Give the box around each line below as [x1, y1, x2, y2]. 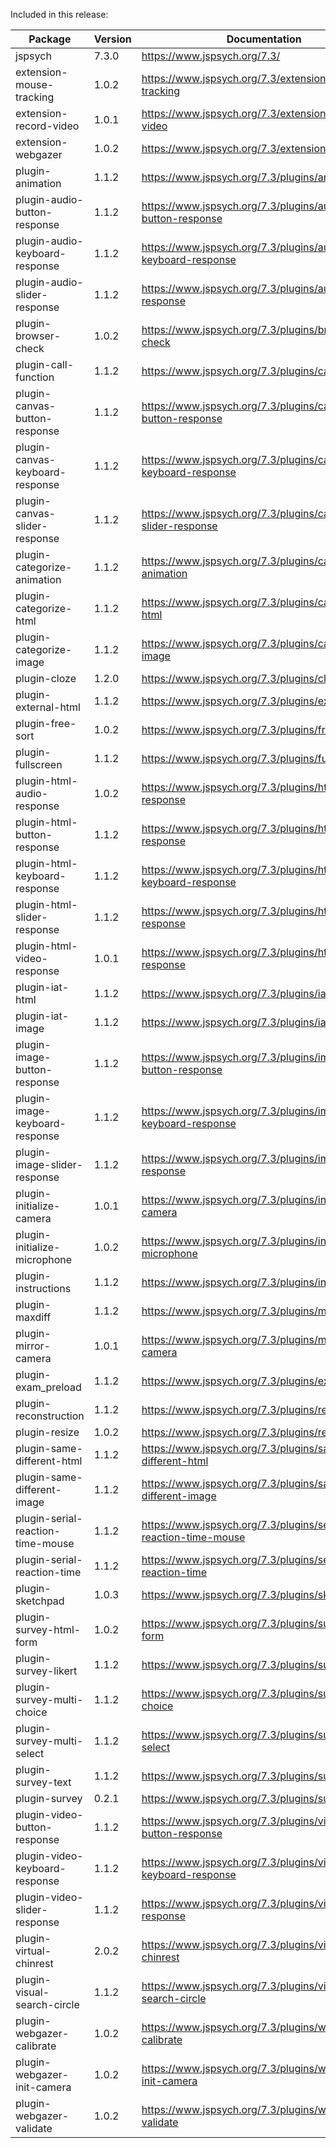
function [15, 370, 55, 384]
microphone [15, 1253, 73, 1266]
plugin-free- [15, 717, 77, 730]
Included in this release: [10, 9, 109, 20]
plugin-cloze [15, 672, 77, 685]
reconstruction [15, 1409, 85, 1423]
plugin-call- [15, 358, 75, 371]
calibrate [15, 2039, 57, 2053]
